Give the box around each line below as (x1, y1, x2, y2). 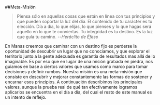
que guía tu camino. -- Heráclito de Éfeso (16, 34, 99, 39)
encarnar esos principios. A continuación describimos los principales (5, 79, 143, 85)
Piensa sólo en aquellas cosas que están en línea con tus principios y (16, 13, 155, 19)
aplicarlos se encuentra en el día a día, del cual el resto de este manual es (5, 89, 152, 95)
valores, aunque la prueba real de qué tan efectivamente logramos (5, 84, 138, 90)
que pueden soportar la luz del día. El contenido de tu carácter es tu (16, 19, 153, 24)
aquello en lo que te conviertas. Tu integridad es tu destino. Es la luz (16, 29, 153, 34)
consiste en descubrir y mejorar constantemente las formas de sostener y (5, 74, 152, 79)
